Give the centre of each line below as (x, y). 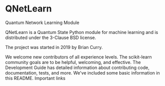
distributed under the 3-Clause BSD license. (51, 37)
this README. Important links (35, 78)
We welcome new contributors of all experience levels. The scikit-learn (78, 57)
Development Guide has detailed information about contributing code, (77, 67)
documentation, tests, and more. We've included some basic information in (82, 72)
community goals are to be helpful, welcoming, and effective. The (73, 62)
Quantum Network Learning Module (42, 22)
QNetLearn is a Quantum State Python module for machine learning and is (82, 32)
